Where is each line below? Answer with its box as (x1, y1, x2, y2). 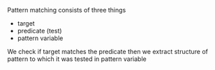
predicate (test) (17, 27, 62, 35)
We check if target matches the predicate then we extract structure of (7, 48, 208, 55)
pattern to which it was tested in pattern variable (7, 55, 147, 63)
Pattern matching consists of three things (7, 6, 126, 14)
